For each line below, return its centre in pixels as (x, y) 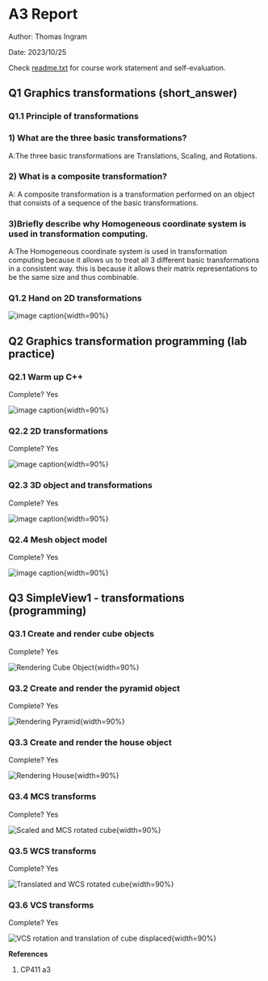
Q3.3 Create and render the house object (90, 742)
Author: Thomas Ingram (48, 36)
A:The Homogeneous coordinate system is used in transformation (118, 252)
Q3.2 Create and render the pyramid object (94, 688)
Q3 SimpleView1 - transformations (96, 598)
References (28, 954)
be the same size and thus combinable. (73, 277)
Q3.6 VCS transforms (51, 905)
